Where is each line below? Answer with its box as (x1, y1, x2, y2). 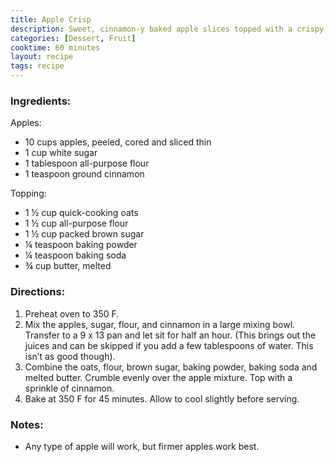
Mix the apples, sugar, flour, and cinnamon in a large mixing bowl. (24, 318, 296, 330)
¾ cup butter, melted (24, 260, 112, 272)
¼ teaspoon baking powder (24, 239, 138, 251)
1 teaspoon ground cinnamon (24, 168, 145, 180)
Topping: (10, 187, 47, 200)
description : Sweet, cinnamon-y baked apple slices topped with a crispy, (10, 24, 329, 34)
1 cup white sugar (24, 147, 98, 159)
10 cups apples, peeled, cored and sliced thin (24, 136, 212, 148)
